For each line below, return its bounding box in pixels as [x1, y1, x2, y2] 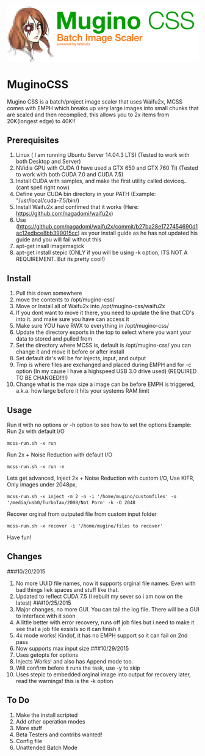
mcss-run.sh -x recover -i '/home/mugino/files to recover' [7, 523, 164, 529]
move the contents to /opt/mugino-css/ [15, 296, 115, 303]
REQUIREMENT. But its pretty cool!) [15, 255, 106, 263]
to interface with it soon [15, 612, 76, 619]
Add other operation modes [15, 717, 85, 725]
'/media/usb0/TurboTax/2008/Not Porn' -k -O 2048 [7, 500, 136, 506]
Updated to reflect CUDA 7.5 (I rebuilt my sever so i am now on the [15, 592, 183, 600]
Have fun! [7, 534, 32, 541]
